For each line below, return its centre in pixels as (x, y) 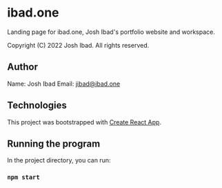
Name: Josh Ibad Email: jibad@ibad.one (64, 84)
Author (22, 67)
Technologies (37, 105)
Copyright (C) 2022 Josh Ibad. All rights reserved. (78, 45)
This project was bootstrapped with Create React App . (84, 122)
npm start (23, 177)
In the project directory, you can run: (59, 160)
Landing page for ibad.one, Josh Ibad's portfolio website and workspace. (111, 32)
